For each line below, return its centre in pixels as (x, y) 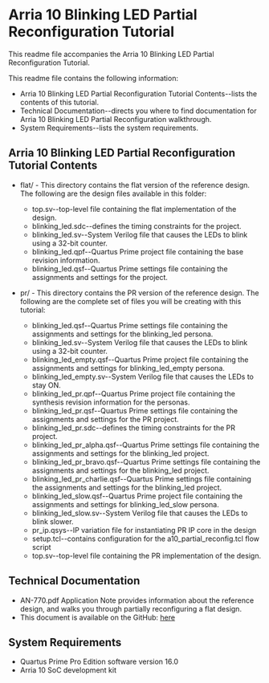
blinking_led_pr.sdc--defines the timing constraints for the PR (133, 428)
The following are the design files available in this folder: (113, 193)
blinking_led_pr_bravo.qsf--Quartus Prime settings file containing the (146, 461)
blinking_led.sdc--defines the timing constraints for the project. (137, 226)
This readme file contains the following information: (94, 78)
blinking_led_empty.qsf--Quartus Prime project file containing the (140, 360)
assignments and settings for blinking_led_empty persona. (128, 368)
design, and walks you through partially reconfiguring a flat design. (131, 608)
